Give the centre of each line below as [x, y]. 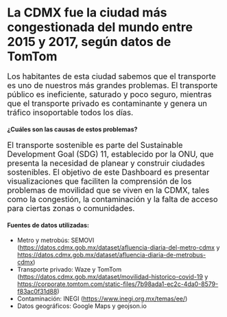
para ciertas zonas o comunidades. [71, 209]
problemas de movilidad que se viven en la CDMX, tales [108, 190]
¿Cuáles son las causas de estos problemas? [72, 129]
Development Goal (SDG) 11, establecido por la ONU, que [110, 154]
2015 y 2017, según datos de [89, 42]
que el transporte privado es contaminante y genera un [107, 103]
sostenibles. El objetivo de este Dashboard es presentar [108, 172]
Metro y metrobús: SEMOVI [56, 240]
